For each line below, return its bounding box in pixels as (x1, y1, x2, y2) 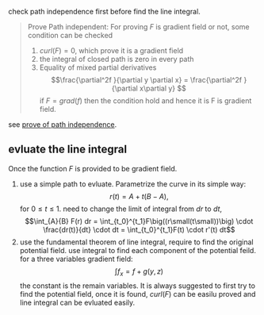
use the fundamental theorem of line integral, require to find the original (19, 237, 254, 247)
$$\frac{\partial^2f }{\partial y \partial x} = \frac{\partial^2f (51, 75, 243, 84)
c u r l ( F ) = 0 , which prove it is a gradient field (39, 46, 184, 55)
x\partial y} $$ (140, 83, 186, 93)
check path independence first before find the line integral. (8, 7, 201, 16)
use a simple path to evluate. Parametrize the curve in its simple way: (19, 179, 247, 189)
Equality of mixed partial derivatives (39, 63, 157, 72)
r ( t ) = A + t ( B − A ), (109, 191, 169, 201)
